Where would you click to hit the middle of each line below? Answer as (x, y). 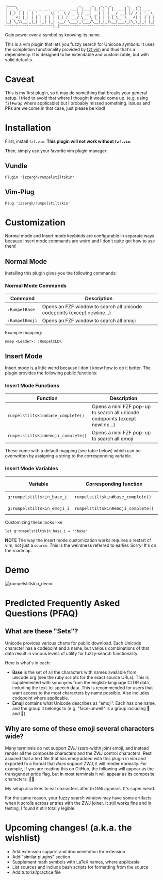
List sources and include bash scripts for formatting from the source (80, 867)
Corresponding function (114, 484)
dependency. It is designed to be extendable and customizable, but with (77, 54)
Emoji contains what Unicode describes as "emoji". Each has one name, (84, 703)
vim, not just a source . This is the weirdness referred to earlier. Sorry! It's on (81, 545)
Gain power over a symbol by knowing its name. (53, 35)
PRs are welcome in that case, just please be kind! (55, 108)
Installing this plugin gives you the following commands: (61, 273)
